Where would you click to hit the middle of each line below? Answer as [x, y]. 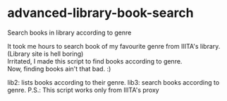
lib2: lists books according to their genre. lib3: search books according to [114, 82]
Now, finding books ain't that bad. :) [59, 69]
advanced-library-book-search [100, 13]
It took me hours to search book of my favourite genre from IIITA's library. [114, 46]
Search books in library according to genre [69, 32]
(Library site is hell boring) [45, 54]
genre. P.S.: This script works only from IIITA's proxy [84, 90]
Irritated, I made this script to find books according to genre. [95, 61]
